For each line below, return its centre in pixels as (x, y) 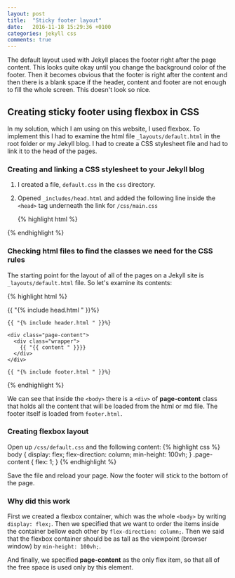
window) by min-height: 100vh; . (54, 546)
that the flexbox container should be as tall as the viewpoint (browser (107, 539)
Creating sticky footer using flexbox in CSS (103, 112)
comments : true (29, 40)
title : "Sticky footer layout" (54, 20)
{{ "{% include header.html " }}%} (59, 323)
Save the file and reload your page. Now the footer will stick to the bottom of (118, 475)
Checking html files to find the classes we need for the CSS (110, 251)
